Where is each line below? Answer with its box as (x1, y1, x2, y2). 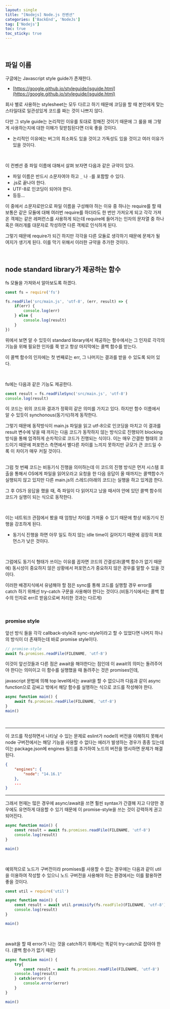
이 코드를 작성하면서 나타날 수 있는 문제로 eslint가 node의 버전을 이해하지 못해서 (5, 733, 163, 739)
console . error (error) (23, 981, 69, 986)
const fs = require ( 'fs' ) (5, 290, 60, 295)
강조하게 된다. (14, 521, 42, 527)
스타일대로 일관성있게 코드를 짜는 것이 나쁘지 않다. (5, 107, 104, 114)
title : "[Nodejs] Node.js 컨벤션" (5, 12, 75, 17)
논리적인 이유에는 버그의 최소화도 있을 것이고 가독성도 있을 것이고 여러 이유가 (12, 135, 164, 141)
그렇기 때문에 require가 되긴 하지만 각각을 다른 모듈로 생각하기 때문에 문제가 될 (5, 233, 160, 239)
